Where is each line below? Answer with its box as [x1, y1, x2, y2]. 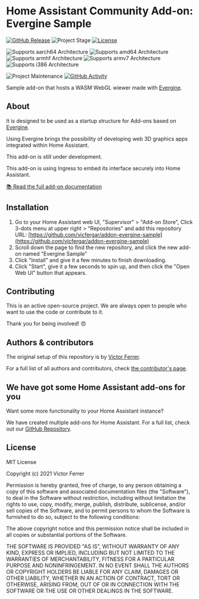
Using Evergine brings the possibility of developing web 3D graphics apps [6, 135, 188, 142]
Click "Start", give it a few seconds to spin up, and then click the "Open [14, 263, 190, 270]
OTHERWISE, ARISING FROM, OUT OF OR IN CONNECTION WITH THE [6, 580, 180, 588]
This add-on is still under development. [6, 153, 102, 160]
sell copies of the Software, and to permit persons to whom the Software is [6, 506, 191, 514]
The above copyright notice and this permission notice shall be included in [6, 524, 189, 532]
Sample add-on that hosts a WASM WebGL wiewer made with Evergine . [6, 84, 182, 91]
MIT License [6, 458, 37, 465]
